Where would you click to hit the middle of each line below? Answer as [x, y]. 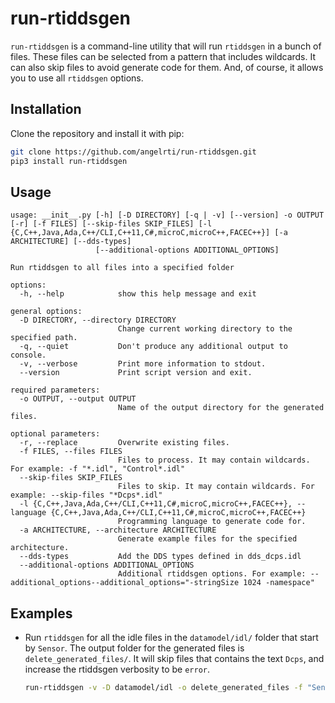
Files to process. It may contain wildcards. [214, 460]
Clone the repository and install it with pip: [97, 133]
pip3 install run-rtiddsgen [69, 161]
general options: [46, 312]
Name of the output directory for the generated [221, 408]
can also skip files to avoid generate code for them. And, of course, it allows [167, 67]
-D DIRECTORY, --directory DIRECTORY [98, 320]
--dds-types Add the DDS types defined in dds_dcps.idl [160, 557]
